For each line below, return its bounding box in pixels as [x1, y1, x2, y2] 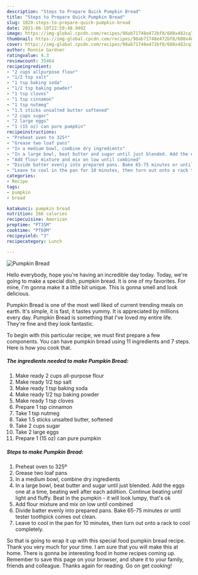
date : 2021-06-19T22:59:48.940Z [6, 25, 86, 31]
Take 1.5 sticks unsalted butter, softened [15, 416, 113, 423]
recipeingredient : [6, 63, 52, 70]
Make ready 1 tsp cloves [15, 397, 74, 404]
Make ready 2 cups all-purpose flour [15, 372, 105, 379]
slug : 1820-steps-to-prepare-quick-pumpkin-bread [6, 19, 131, 25]
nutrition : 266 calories [6, 211, 68, 217]
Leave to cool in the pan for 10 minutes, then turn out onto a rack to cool [15, 520, 190, 527]
